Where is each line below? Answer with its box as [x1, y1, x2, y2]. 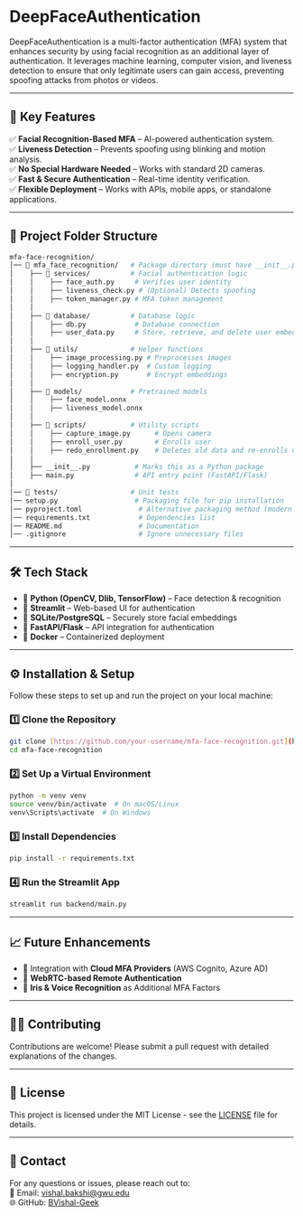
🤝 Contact [9, 1154, 67, 1169]
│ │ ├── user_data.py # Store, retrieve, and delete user [9, 328, 272, 337]
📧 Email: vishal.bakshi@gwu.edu [9, 1187, 130, 1198]
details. [9, 1118, 37, 1129]
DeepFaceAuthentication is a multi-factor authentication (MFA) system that [9, 36, 288, 47]
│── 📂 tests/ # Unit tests [9, 488, 179, 497]
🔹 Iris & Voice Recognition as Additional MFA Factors [22, 983, 221, 994]
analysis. [9, 154, 42, 165]
